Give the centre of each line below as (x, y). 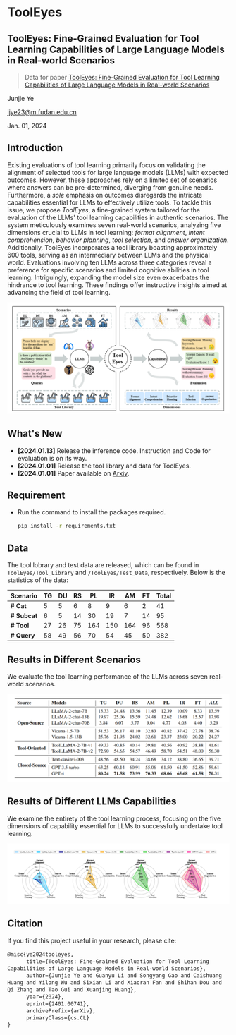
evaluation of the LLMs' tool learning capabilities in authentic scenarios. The (118, 217)
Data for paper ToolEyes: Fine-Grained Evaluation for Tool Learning (122, 77)
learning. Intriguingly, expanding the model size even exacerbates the (108, 277)
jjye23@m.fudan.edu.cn (42, 112)
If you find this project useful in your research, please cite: (92, 940)
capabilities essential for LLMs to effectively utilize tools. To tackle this (110, 202)
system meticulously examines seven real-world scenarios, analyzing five (114, 225)
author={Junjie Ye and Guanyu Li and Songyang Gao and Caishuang (124, 975)
